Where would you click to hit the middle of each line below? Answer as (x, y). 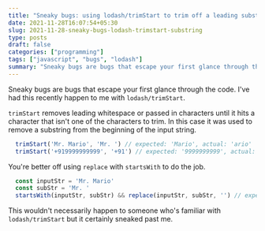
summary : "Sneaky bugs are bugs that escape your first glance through (128, 67)
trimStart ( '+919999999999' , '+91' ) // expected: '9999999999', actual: (136, 151)
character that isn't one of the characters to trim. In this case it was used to (130, 121)
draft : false (30, 45)
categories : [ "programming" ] (56, 52)
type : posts (28, 37)
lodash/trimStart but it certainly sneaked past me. (91, 219)
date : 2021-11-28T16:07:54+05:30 (63, 23)
